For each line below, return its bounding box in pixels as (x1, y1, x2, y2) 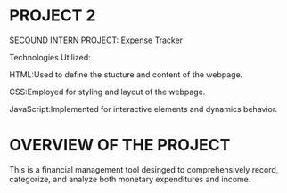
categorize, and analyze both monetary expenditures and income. (9, 173, 251, 184)
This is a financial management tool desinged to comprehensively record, (9, 164, 279, 174)
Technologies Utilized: (9, 52, 91, 62)
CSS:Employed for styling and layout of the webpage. (9, 86, 206, 97)
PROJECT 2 (9, 5, 96, 26)
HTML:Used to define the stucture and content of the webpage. (9, 68, 243, 80)
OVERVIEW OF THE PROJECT (9, 135, 231, 156)
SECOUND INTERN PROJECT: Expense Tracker (9, 35, 184, 45)
